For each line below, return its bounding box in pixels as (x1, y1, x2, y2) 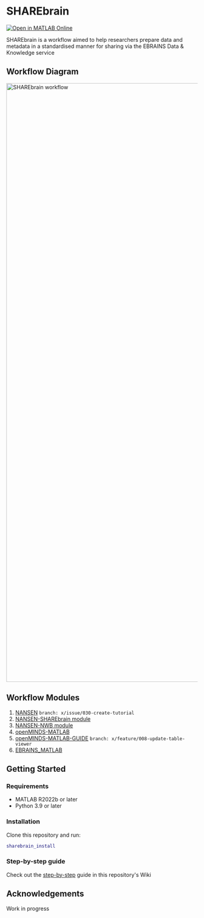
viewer (15, 741, 32, 747)
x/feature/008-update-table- (111, 735, 185, 741)
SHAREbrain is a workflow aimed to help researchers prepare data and (6, 36, 183, 43)
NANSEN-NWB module (15, 721, 73, 729)
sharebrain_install (6, 843, 56, 849)
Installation (6, 817, 41, 826)
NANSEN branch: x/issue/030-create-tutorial (15, 709, 135, 716)
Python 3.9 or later (15, 802, 62, 809)
